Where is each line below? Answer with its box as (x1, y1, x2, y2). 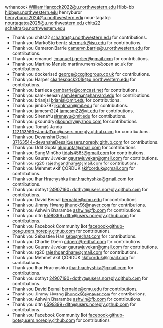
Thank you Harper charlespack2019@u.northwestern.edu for (12, 76, 136, 82)
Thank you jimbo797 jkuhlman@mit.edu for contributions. (12, 103, 129, 108)
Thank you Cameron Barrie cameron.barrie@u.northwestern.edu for (12, 45, 150, 51)
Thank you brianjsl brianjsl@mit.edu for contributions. (12, 98, 121, 103)
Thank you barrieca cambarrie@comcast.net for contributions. (12, 87, 139, 93)
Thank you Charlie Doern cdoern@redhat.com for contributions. (12, 239, 142, 244)
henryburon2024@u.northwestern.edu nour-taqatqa (5, 15, 111, 20)
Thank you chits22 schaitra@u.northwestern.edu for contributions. (12, 34, 147, 40)
